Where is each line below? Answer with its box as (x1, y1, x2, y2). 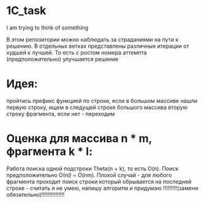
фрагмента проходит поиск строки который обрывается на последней (6, 178, 192, 185)
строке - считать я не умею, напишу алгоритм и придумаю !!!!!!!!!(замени (6, 184, 198, 192)
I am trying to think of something (6, 24, 89, 31)
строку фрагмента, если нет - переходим (6, 110, 115, 117)
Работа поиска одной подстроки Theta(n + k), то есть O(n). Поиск (6, 165, 179, 172)
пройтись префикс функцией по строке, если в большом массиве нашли (6, 97, 198, 104)
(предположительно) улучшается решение (6, 55, 119, 62)
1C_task (6, 4, 47, 18)
